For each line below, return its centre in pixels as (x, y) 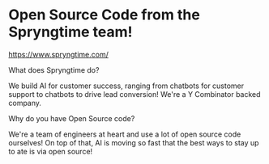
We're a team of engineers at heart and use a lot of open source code (125, 134)
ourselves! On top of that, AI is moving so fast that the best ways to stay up (134, 142)
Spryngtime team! (70, 32)
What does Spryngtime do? (54, 69)
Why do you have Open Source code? (72, 118)
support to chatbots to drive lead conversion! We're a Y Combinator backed (134, 94)
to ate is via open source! (51, 151)
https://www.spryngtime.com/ (59, 54)
